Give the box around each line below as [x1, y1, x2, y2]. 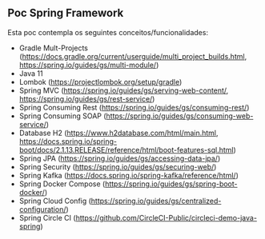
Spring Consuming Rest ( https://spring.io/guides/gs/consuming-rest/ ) [18, 102, 250, 112]
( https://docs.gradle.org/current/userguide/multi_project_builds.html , [18, 51, 247, 61]
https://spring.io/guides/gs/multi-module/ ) [18, 60, 159, 70]
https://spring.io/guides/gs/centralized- [90, 196, 222, 205]
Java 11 [18, 68, 43, 78]
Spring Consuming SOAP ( [18, 111, 106, 121]
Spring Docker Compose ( [18, 179, 106, 189]
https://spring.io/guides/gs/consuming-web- [106, 111, 254, 121]
